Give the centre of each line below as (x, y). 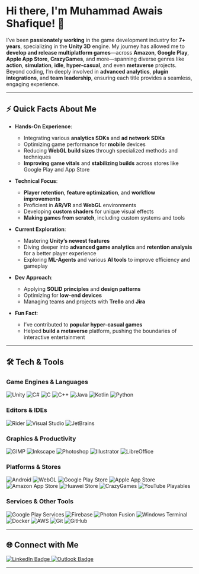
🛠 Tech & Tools (35, 362)
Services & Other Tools (40, 502)
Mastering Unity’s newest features (67, 240)
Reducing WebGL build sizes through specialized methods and (101, 150)
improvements (42, 199)
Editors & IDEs (27, 410)
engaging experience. (33, 84)
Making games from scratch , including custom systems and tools (104, 217)
